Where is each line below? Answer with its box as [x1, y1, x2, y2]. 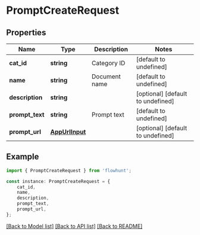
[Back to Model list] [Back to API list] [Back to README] [6, 222, 143, 230]
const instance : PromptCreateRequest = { [6, 178, 111, 184]
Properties [6, 28, 46, 38]
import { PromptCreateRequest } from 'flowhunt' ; [6, 167, 132, 173]
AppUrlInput [50, 128, 86, 136]
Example [6, 152, 39, 162]
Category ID [91, 59, 126, 67]
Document [91, 72, 121, 81]
